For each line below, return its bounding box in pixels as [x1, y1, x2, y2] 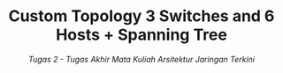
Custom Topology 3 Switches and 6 [8, 6, 275, 26]
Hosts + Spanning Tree [56, 25, 227, 45]
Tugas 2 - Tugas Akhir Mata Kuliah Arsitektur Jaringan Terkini [27, 54, 256, 64]
